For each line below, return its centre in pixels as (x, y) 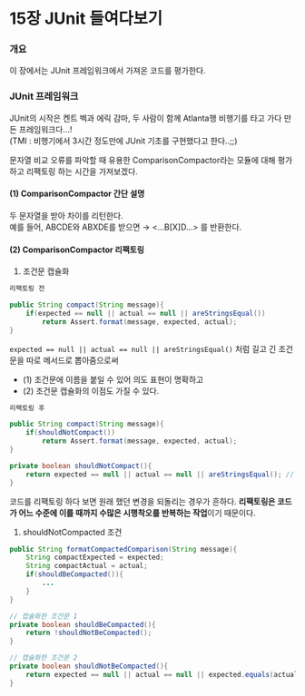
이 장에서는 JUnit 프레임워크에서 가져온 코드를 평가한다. (108, 71)
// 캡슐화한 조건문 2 (44, 658)
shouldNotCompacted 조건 (72, 532)
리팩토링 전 (27, 289)
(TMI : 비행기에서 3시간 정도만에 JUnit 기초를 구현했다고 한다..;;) (123, 141)
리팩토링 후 (27, 408)
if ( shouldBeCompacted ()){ (75, 574)
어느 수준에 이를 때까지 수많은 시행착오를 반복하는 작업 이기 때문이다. (137, 513)
